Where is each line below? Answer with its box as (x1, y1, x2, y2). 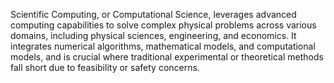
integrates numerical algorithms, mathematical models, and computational (10, 40, 316, 52)
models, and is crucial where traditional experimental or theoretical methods (10, 51, 324, 63)
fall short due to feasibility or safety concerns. (10, 62, 200, 73)
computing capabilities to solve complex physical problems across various (10, 19, 317, 31)
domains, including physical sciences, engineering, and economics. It (10, 30, 297, 41)
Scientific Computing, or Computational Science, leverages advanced (10, 9, 297, 20)
